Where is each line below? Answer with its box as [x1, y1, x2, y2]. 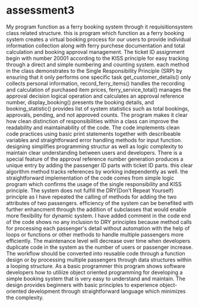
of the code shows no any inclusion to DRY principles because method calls [6, 218, 192, 225]
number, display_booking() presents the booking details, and [6, 98, 154, 105]
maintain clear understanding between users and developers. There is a [6, 149, 182, 156]
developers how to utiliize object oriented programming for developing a [6, 268, 183, 276]
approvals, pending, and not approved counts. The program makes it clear [6, 111, 188, 119]
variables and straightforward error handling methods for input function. [6, 136, 182, 143]
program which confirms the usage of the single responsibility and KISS [6, 180, 182, 187]
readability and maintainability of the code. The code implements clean [6, 124, 180, 131]
